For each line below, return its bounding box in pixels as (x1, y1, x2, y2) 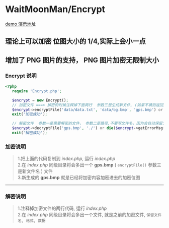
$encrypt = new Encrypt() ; (12, 97, 69, 103)
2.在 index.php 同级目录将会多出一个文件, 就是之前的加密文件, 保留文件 (17, 212, 162, 218)
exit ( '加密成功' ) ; (12, 112, 48, 117)
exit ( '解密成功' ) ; (12, 130, 48, 136)
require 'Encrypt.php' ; (12, 88, 62, 94)
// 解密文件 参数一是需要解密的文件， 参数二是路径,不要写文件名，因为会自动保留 (12, 121, 162, 126)
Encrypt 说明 (5, 72, 37, 79)
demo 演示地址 (5, 21, 36, 27)
